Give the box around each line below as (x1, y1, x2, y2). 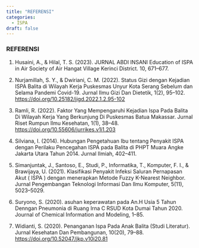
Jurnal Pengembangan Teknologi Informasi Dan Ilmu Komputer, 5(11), (14, 180, 184, 187)
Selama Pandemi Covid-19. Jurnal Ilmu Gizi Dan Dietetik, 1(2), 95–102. (14, 89, 185, 96)
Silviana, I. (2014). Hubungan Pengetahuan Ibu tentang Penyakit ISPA (14, 137, 184, 145)
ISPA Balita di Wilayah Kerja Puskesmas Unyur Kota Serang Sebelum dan (14, 83, 193, 90)
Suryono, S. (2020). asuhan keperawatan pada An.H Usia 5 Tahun (14, 198, 176, 205)
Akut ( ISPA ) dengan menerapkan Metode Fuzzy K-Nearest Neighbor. (14, 174, 186, 181)
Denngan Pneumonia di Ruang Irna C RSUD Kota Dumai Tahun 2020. (14, 205, 183, 212)
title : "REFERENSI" (6, 8, 55, 15)
